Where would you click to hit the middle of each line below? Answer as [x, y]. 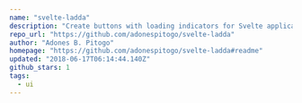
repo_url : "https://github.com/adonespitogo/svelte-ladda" [122, 34]
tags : [19, 76]
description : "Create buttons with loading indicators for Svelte [136, 26]
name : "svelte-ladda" [50, 17]
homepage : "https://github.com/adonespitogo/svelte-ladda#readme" [136, 51]
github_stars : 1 [40, 68]
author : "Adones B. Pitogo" [62, 43]
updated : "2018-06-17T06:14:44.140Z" [80, 59]
